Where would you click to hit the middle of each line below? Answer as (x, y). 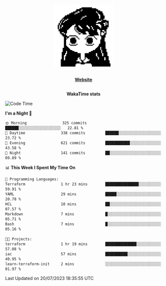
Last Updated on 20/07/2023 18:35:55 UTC (49, 279)
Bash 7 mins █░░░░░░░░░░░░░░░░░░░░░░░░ (83, 224)
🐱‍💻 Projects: (19, 239)
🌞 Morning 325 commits (46, 123)
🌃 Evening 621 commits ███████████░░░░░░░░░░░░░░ (83, 143)
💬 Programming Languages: (32, 179)
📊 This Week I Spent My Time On (40, 168)
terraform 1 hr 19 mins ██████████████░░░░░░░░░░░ (83, 244)
